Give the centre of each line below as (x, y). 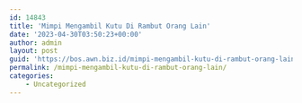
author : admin (36, 43)
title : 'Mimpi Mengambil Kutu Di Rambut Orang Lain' (110, 26)
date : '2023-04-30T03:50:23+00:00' (76, 34)
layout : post (34, 51)
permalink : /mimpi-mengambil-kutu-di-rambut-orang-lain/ (118, 68)
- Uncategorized (56, 84)
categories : (31, 76)
